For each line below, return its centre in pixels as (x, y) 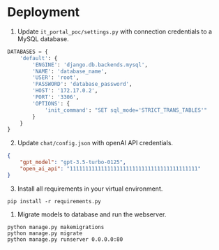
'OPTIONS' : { (51, 103)
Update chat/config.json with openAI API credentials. (95, 143)
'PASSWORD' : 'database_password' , (82, 84)
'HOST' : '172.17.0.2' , (65, 91)
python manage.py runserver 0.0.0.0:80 (65, 239)
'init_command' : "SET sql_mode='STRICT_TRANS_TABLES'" (126, 110)
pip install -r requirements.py (54, 201)
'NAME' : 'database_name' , (70, 71)
